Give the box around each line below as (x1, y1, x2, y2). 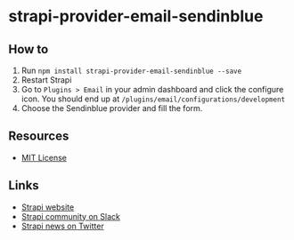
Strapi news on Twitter (20, 220, 104, 231)
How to (8, 42, 49, 57)
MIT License (20, 152, 68, 163)
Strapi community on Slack (20, 211, 121, 221)
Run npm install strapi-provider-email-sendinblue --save (20, 65, 242, 76)
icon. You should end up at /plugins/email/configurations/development (20, 93, 286, 104)
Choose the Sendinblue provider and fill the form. (20, 103, 203, 113)
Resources (8, 129, 69, 144)
